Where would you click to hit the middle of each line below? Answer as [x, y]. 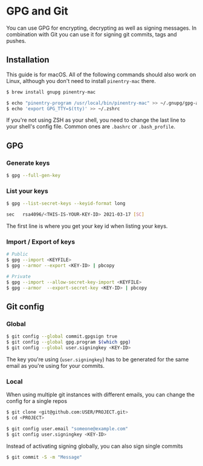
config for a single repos [37, 401]
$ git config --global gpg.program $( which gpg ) [69, 342]
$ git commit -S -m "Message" [44, 457]
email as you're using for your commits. [55, 365]
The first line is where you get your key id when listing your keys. [87, 226]
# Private [19, 276]
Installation [28, 60]
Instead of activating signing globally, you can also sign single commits [95, 446]
